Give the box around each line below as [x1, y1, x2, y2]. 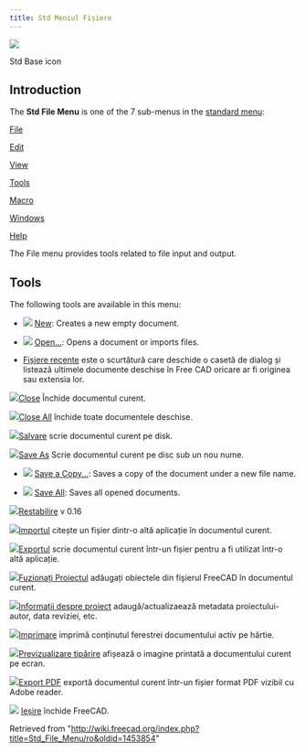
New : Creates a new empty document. [34, 317, 180, 329]
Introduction [9, 82, 82, 98]
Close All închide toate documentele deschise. [18, 412, 194, 423]
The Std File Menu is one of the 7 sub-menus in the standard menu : [9, 106, 265, 117]
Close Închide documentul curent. [18, 392, 146, 403]
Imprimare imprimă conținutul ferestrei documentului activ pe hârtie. [18, 629, 275, 640]
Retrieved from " [9, 724, 71, 735]
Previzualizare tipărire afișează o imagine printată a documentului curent [18, 649, 292, 660]
